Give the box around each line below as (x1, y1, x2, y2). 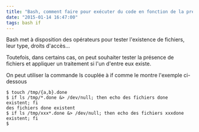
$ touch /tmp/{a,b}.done (6, 90, 68, 96)
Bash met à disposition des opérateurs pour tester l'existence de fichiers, (6, 36, 185, 43)
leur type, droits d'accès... (6, 42, 70, 49)
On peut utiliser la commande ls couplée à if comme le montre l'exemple (6, 72, 182, 79)
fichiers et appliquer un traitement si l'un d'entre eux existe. (6, 60, 152, 67)
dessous (6, 78, 27, 85)
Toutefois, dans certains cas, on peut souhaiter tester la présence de (6, 54, 174, 61)
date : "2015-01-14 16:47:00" (6, 14, 78, 20)
